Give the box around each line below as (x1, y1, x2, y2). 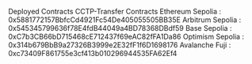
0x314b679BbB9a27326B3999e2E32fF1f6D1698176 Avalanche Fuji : (8, 40, 231, 50)
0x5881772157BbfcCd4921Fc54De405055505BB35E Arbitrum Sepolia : (8, 15, 242, 24)
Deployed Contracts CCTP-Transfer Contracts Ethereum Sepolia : (8, 7, 222, 16)
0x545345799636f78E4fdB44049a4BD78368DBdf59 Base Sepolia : (8, 24, 232, 32)
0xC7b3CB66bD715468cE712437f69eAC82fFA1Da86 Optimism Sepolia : (8, 32, 244, 41)
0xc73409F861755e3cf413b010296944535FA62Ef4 (8, 49, 178, 58)
